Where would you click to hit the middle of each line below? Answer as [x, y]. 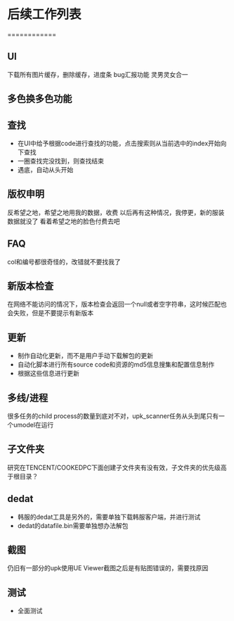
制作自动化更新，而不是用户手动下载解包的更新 [85, 356]
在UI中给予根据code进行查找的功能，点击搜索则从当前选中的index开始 [119, 143]
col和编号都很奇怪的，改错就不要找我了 [64, 262]
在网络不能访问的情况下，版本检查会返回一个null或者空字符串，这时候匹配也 [117, 305]
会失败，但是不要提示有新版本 [50, 313]
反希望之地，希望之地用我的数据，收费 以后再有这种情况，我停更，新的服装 [116, 212]
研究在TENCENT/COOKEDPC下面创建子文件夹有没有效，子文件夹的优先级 [114, 467]
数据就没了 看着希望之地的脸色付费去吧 [64, 221]
